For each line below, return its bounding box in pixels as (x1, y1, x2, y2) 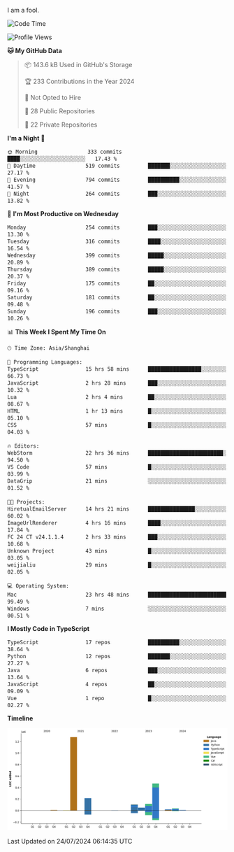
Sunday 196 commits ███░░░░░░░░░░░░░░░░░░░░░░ (7, 308, 227, 315)
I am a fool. (7, 6, 40, 14)
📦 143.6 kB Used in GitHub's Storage (24, 61, 133, 69)
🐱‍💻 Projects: (7, 499, 45, 506)
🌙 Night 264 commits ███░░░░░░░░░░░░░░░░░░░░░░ (7, 190, 227, 197)
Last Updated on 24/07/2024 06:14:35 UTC (7, 837, 133, 845)
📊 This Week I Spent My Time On (7, 328, 106, 336)
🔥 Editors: (7, 443, 40, 450)
